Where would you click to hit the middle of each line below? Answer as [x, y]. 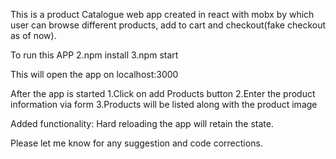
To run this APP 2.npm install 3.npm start [94, 55]
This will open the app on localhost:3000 [94, 74]
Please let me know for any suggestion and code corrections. [136, 143]
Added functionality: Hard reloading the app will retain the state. [142, 123]
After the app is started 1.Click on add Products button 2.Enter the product [163, 93]
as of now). [33, 35]
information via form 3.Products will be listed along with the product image [164, 104]
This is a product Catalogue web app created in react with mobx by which [162, 14]
